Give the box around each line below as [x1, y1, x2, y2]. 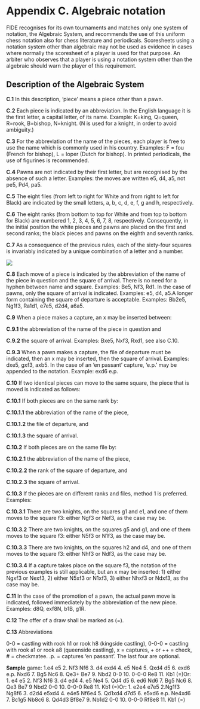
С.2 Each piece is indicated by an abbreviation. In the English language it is [6, 106, 191, 114]
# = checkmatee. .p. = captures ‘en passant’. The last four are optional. [6, 652, 180, 659]
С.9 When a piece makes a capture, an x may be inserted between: [6, 314, 172, 321]
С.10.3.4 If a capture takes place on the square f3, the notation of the [6, 561, 177, 569]
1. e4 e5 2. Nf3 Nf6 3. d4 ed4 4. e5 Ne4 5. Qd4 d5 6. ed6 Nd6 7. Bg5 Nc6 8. [6, 677, 193, 684]
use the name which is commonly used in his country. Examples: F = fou [6, 144, 184, 151]
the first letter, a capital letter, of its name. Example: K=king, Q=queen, [6, 113, 179, 120]
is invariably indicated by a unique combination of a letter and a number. [6, 247, 184, 255]
